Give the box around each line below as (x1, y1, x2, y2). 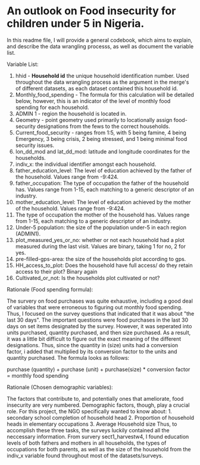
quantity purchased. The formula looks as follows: (7, 354, 130, 361)
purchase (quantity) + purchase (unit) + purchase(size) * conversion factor (7, 366, 190, 373)
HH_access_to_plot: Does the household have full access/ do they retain (15, 262, 193, 269)
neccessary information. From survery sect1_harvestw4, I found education (7, 433, 189, 440)
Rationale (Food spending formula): (7, 285, 93, 293)
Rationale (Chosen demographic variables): (7, 384, 113, 391)
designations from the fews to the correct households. (37, 122, 170, 130)
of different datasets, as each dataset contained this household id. (15, 84, 178, 92)
